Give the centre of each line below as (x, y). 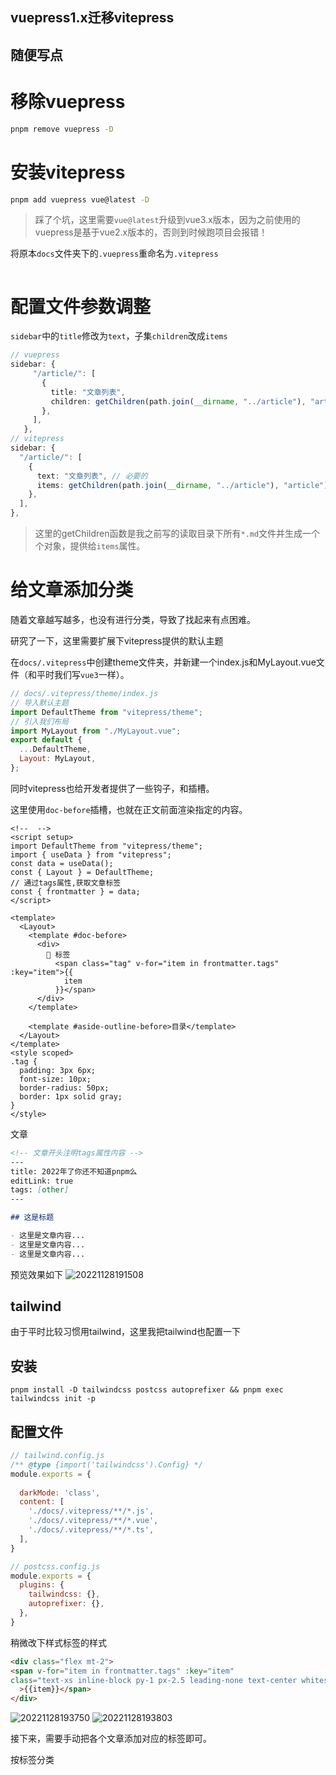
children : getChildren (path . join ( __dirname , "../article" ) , (178, 401)
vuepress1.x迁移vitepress (92, 18)
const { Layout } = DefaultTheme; (82, 872)
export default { (46, 740)
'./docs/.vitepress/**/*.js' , (91, 1511)
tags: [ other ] (40, 1190)
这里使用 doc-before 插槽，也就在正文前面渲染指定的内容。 (129, 809)
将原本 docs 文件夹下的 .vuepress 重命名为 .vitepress (114, 254)
